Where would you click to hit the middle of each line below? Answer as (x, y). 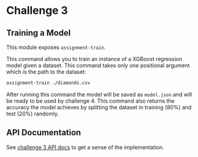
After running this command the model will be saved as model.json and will (99, 94)
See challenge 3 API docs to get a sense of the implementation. (85, 147)
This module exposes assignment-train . (56, 47)
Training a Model (39, 33)
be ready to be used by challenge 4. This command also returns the (91, 101)
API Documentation (44, 133)
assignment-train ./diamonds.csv (48, 83)
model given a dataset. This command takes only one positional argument (98, 65)
